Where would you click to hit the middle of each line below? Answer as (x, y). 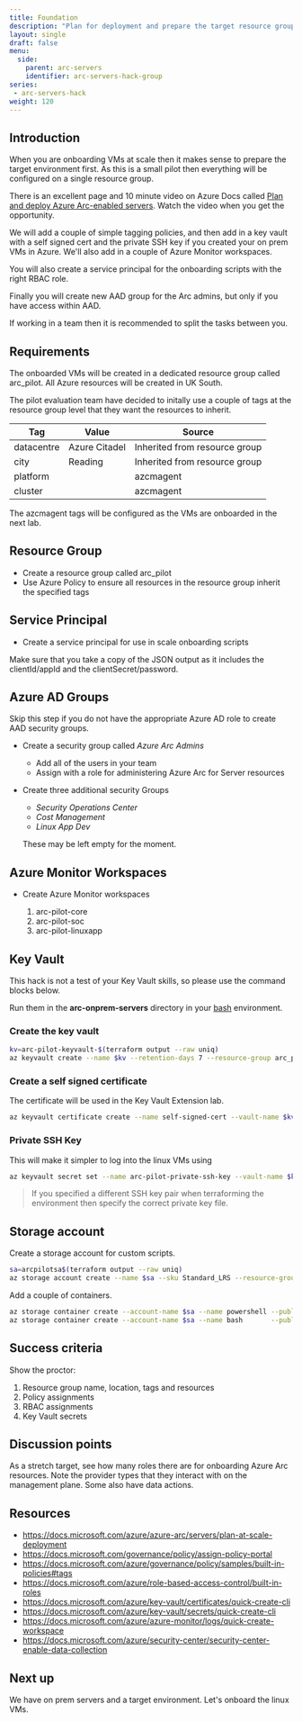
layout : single (38, 34)
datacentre (37, 447)
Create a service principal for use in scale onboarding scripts (135, 642)
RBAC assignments (58, 1406)
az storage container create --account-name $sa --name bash (126, 1320)
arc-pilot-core (62, 912)
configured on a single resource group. (82, 179)
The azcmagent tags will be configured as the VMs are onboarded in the (143, 513)
